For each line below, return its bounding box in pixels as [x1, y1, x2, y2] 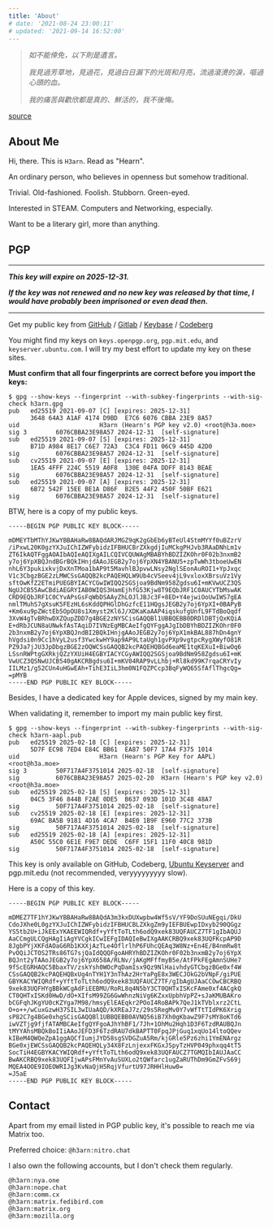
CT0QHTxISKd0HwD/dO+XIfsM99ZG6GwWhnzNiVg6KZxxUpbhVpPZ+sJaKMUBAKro [8, 992, 242, 1000]
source [8, 111, 32, 121]
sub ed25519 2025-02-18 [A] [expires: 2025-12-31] [8, 831, 191, 839]
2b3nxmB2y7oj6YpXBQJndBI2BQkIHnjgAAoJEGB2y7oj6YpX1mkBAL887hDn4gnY [8, 629, 242, 637]
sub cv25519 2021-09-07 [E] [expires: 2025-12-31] [8, 456, 191, 465]
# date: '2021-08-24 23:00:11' [8, 19, 115, 28]
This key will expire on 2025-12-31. [8, 272, 129, 281]
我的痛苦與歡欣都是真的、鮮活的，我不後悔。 [28, 95, 179, 105]
